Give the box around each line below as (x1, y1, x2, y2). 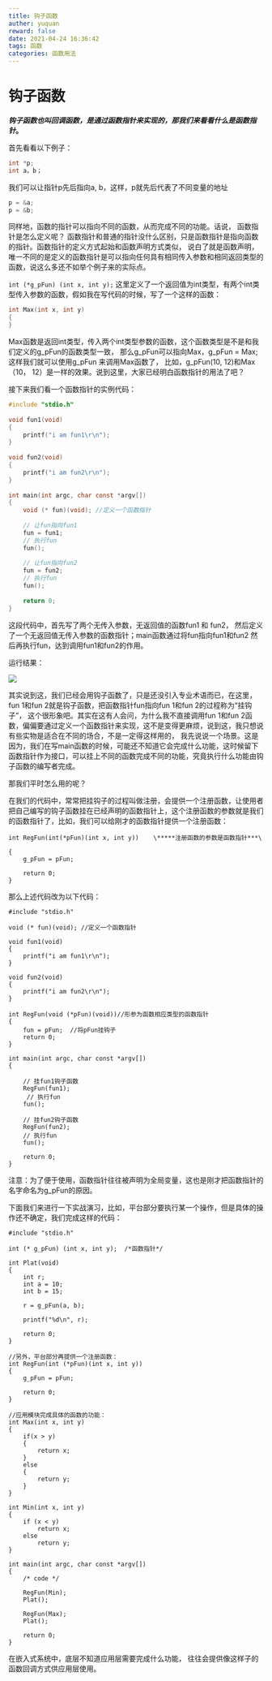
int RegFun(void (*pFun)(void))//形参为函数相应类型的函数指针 (8, 1010, 209, 1019)
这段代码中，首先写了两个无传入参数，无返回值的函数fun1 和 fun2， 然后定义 (8, 620, 263, 630)
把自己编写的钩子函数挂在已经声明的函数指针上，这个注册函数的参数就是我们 (8, 805, 264, 816)
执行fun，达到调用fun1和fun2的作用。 (22, 640, 148, 650)
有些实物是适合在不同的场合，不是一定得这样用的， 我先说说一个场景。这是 (8, 731, 259, 740)
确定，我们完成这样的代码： (29, 1213, 122, 1222)
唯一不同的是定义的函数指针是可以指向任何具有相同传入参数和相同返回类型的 (8, 252, 264, 262)
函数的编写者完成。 (15, 761, 79, 771)
